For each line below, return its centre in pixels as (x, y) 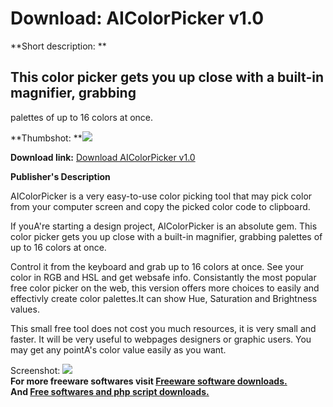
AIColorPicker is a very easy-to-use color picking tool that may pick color (161, 196)
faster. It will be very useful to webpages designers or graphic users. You (161, 339)
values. (25, 309)
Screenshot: (35, 370)
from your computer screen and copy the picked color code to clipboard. (160, 206)
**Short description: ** (58, 46)
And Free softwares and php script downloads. (110, 391)
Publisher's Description (60, 176)
